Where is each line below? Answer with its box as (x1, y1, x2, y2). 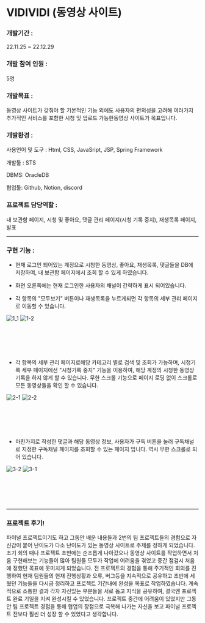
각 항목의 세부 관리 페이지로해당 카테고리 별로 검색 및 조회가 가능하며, (15, 359, 180, 366)
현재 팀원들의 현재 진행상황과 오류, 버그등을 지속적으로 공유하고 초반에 (22, 572, 189, 580)
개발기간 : (6, 29, 34, 37)
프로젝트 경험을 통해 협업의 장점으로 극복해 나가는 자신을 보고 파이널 (19, 603, 181, 610)
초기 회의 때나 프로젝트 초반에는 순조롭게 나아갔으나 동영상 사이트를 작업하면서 (6, 549, 192, 557)
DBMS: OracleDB (6, 171, 49, 179)
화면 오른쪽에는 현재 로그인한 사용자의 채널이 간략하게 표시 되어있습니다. (15, 282, 187, 289)
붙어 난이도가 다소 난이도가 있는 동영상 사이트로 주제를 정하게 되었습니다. (22, 542, 195, 549)
